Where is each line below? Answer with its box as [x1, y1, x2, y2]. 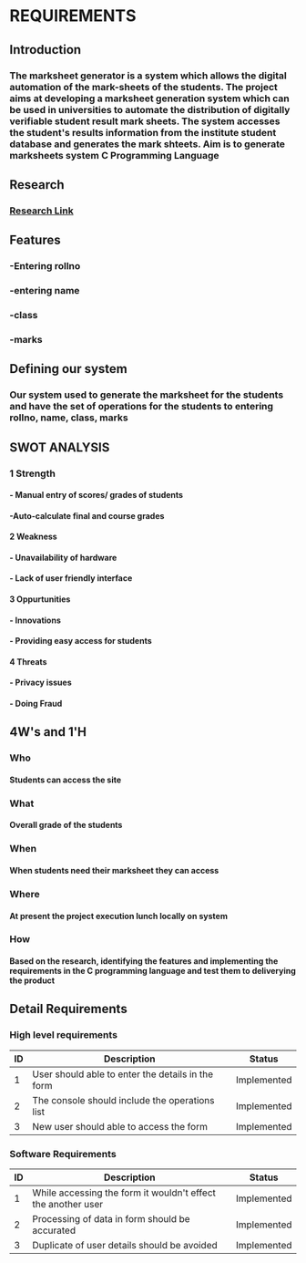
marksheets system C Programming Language [9, 149, 219, 161]
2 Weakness [9, 531, 57, 543]
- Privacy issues [9, 677, 72, 688]
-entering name [9, 285, 80, 297]
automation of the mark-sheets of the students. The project [9, 80, 278, 93]
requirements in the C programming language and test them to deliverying [9, 966, 296, 977]
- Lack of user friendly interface [9, 573, 133, 584]
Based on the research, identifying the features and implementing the [9, 956, 279, 967]
